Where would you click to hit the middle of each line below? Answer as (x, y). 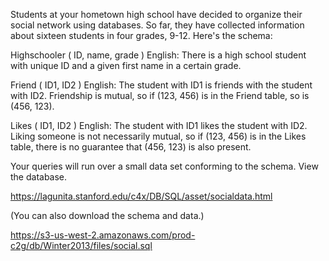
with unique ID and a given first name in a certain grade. (126, 65)
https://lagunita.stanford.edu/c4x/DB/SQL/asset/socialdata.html (141, 196)
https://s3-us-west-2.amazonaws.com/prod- (103, 235)
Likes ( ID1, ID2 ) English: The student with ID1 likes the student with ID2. (159, 125)
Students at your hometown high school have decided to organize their (156, 14)
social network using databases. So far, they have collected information (157, 25)
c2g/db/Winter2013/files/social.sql (81, 245)
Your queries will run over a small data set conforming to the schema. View (164, 166)
